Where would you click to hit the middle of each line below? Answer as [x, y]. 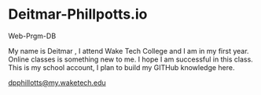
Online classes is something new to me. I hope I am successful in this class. [130, 59]
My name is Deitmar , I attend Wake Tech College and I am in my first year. [129, 51]
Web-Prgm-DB [32, 36]
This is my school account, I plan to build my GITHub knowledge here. [121, 67]
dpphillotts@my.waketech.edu [57, 83]
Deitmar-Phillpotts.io [78, 14]
